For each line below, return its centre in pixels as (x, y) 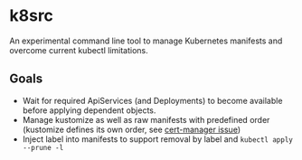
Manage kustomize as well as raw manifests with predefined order (146, 119)
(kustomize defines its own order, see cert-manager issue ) (132, 129)
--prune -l (43, 147)
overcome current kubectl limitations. (79, 50)
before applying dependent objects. (89, 110)
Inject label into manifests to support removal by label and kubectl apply (158, 139)
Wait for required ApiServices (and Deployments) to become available (152, 100)
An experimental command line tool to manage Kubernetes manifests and (146, 41)
